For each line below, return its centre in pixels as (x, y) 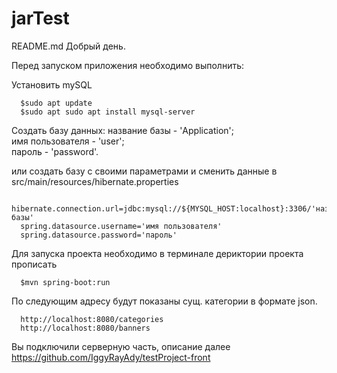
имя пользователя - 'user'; (68, 141)
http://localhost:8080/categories (92, 319)
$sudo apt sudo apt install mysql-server (108, 112)
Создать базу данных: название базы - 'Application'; (122, 130)
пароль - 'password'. (55, 151)
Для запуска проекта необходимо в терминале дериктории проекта (157, 253)
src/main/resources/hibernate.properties (95, 181)
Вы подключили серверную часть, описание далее (121, 346)
